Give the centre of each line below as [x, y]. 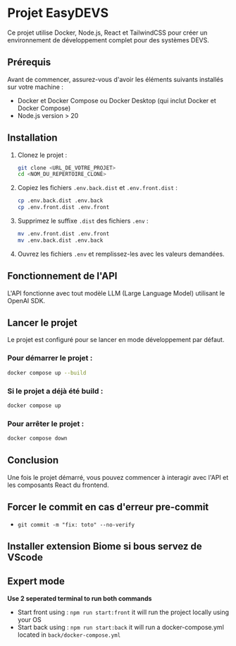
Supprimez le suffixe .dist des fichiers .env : [83, 221]
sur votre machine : [35, 87]
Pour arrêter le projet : [46, 423]
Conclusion [33, 460]
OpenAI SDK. [26, 300]
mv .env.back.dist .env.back [60, 240]
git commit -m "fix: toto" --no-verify [76, 524]
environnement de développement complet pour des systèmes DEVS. [108, 40]
